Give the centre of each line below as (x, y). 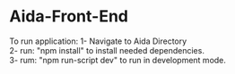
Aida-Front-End (69, 16)
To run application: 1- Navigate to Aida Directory (98, 41)
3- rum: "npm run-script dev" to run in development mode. (118, 60)
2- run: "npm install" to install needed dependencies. (107, 50)
